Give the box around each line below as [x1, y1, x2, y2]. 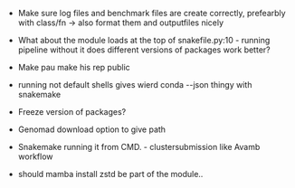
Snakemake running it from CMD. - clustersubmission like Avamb [17, 142, 261, 152]
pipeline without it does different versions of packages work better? [17, 44, 271, 55]
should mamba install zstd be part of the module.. [17, 169, 204, 179]
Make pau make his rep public [17, 62, 131, 72]
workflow [17, 151, 53, 162]
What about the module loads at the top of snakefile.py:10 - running [17, 35, 271, 45]
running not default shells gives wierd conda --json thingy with [17, 80, 252, 89]
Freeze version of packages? [17, 107, 127, 117]
